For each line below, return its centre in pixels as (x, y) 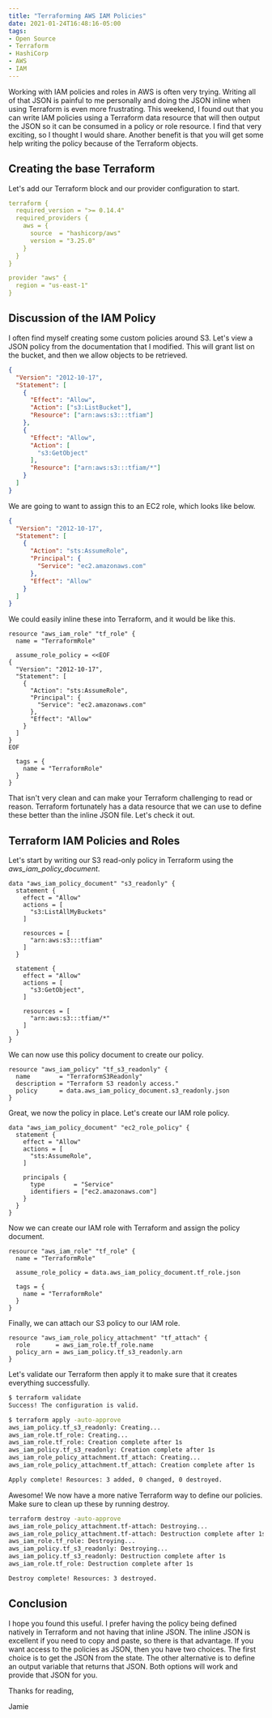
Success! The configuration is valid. (74, 1405)
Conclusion (38, 1604)
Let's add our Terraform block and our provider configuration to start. (124, 188)
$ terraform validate (45, 1398)
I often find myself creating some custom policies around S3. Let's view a (131, 338)
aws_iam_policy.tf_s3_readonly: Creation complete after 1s (112, 1450)
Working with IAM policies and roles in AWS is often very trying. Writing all (132, 92)
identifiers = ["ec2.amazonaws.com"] (93, 1192)
